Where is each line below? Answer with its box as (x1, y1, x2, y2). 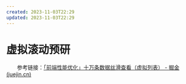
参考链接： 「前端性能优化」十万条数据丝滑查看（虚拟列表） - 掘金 (16, 64, 180, 71)
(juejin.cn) (6, 71, 32, 78)
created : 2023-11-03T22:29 (6, 9, 75, 15)
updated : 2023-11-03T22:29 (6, 15, 75, 21)
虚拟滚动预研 (6, 43, 71, 57)
